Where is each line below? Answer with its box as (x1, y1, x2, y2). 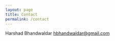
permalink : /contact (5, 16, 50, 21)
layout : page (5, 7, 33, 12)
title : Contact (5, 12, 38, 17)
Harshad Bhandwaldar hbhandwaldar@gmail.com (5, 30, 110, 36)
